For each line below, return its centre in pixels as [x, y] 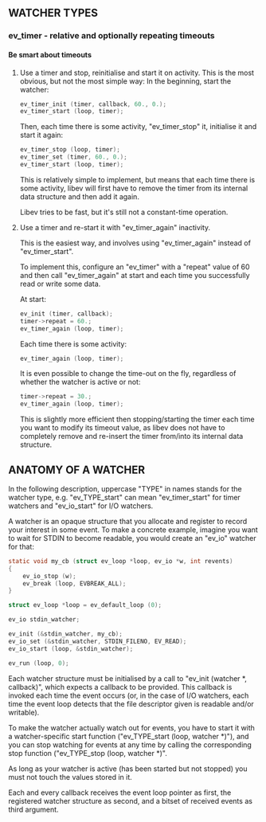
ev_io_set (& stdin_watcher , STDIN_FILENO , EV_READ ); [98, 641]
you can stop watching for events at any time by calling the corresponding [130, 745]
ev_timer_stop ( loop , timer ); [70, 150]
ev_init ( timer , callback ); [66, 314]
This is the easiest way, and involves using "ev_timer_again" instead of [135, 243]
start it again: [41, 135]
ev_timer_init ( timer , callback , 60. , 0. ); [93, 104]
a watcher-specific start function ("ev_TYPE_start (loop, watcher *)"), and [129, 736]
